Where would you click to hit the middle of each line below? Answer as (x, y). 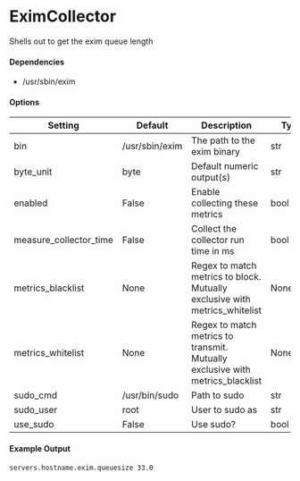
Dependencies (37, 62)
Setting (64, 125)
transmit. (210, 348)
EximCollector (63, 17)
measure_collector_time (64, 240)
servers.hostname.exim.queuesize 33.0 (81, 468)
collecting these (225, 203)
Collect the (214, 229)
